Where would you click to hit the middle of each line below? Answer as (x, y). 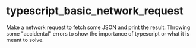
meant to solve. (25, 40)
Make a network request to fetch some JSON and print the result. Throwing (98, 27)
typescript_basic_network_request (95, 11)
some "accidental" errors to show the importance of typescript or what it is (98, 33)
